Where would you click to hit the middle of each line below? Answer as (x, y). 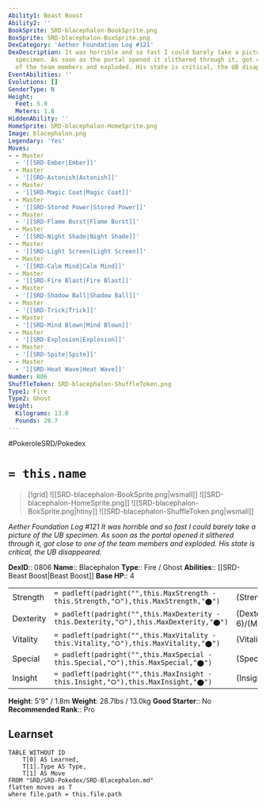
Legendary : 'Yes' (37, 141)
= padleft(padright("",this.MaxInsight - (133, 674)
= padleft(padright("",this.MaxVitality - (135, 635)
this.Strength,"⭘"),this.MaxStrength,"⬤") (137, 601)
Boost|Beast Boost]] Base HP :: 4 (82, 575)
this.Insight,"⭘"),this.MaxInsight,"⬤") (133, 682)
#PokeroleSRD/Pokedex (47, 443)
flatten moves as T (40, 787)
